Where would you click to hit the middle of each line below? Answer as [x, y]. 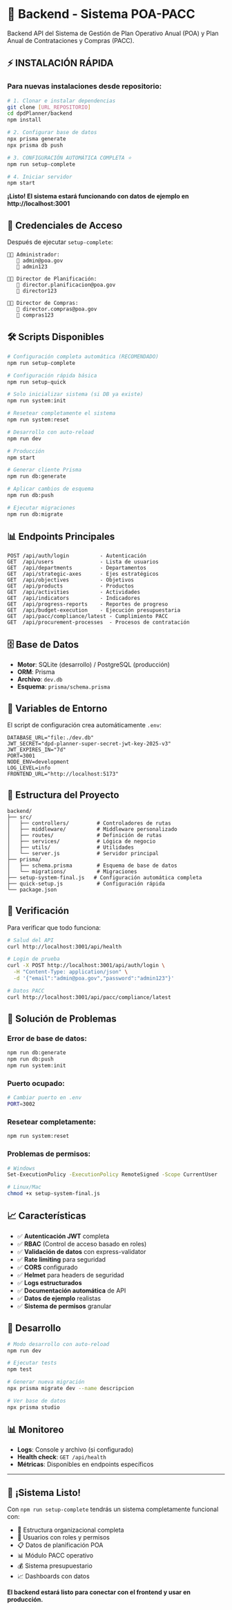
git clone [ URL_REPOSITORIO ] [49, 107]
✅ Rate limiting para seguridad [61, 1259]
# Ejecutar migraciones [41, 507]
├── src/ [20, 817]
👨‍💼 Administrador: [33, 255]
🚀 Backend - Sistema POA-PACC [101, 14]
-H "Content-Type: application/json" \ [71, 972]
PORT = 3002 [21, 1104]
